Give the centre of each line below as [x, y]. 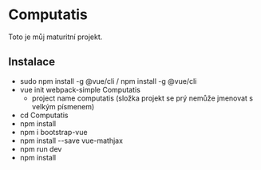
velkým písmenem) [63, 106]
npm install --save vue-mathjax [71, 140]
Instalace [32, 62]
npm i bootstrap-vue [53, 132]
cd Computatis [44, 115]
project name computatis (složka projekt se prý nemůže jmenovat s [142, 98]
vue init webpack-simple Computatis [80, 89]
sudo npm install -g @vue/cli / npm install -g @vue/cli [108, 81]
